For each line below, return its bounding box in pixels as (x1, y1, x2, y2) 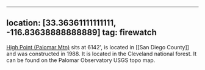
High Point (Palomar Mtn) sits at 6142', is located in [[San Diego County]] (6, 43, 189, 51)
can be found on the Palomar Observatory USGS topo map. (6, 56, 156, 64)
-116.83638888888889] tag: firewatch (6, 27, 157, 38)
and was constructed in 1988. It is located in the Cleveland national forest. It (6, 50, 197, 57)
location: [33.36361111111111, (6, 18, 117, 28)
